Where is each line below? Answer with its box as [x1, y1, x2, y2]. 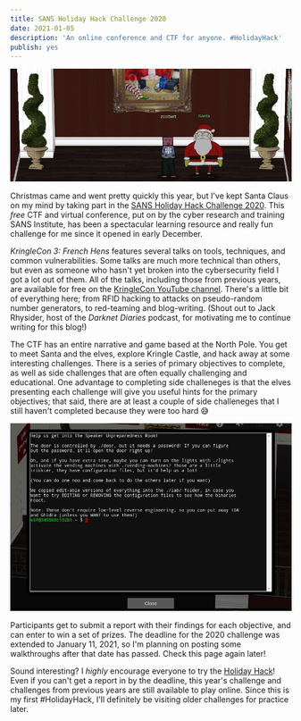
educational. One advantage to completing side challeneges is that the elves [10, 377, 291, 388]
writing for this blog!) [10, 322, 88, 332]
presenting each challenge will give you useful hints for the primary [10, 387, 258, 398]
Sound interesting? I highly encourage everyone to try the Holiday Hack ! [10, 666, 276, 676]
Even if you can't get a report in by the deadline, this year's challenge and [10, 675, 282, 686]
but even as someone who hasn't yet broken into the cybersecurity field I [10, 264, 280, 276]
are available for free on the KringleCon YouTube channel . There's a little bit [10, 284, 289, 295]
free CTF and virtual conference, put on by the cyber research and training [10, 210, 285, 221]
